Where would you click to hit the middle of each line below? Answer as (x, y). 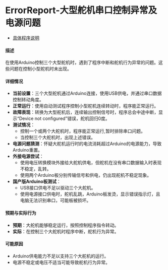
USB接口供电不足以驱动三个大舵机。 (58, 188)
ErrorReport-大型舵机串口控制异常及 (81, 10)
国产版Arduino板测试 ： (37, 181)
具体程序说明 (26, 38)
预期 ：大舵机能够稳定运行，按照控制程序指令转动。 (66, 225)
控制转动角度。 (28, 100)
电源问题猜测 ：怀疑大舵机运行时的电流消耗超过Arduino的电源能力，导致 (87, 144)
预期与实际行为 (21, 213)
